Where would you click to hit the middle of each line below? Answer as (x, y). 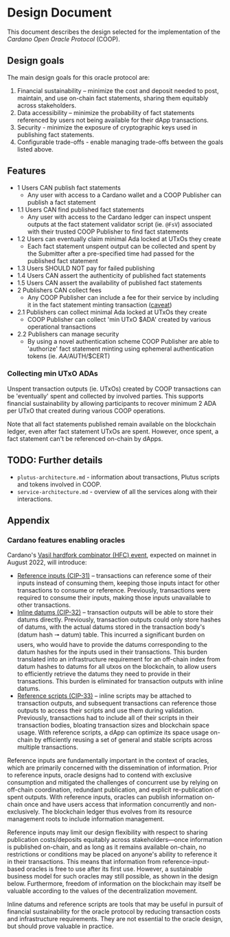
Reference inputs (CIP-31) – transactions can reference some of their (114, 576)
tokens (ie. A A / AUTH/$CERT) (69, 356)
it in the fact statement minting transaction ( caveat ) (100, 305)
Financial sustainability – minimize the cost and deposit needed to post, (118, 90)
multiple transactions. (48, 747)
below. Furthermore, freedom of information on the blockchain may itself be (114, 884)
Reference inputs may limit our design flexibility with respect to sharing (107, 832)
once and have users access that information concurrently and (113, 805)
